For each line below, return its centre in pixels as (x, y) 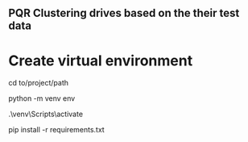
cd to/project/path (38, 83)
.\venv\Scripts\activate (45, 114)
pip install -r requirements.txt (56, 130)
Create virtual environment (101, 61)
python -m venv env (42, 98)
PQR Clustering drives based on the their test (124, 13)
